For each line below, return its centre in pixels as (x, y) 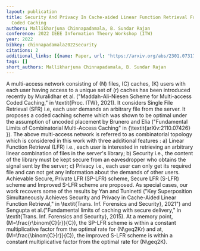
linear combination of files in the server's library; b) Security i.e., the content (100, 153)
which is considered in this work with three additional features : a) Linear (95, 141)
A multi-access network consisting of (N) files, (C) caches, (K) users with (96, 84)
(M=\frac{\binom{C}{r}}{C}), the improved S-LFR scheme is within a (90, 236)
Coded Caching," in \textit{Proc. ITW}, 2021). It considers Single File (90, 103)
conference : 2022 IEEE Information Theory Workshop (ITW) (79, 34)
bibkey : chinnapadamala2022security (51, 45)
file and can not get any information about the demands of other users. (93, 172)
